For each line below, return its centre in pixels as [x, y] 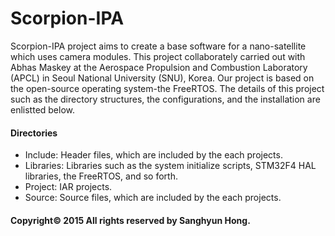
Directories [34, 133]
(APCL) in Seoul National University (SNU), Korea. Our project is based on [162, 78]
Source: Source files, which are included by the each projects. [153, 198]
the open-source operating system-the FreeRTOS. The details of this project [167, 88]
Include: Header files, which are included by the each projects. [153, 155]
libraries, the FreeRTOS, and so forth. [101, 176]
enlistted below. [43, 109]
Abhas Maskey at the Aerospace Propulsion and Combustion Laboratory [159, 67]
